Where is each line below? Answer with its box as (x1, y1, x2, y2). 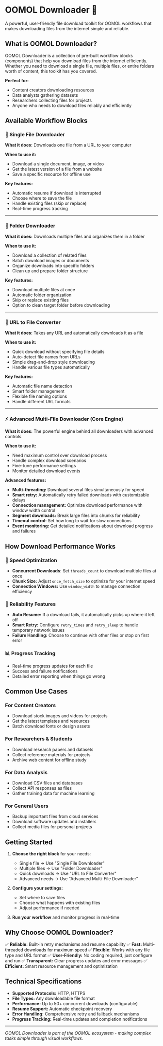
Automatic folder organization (12, 292, 72, 298)
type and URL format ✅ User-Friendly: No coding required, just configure (5, 952, 153, 958)
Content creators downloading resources (12, 87, 95, 93)
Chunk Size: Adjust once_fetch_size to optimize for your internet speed (12, 578, 155, 584)
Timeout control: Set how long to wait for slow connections (12, 518, 132, 524)
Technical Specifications (5, 977, 82, 986)
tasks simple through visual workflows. (5, 1035, 83, 1041)
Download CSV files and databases (12, 780, 83, 786)
